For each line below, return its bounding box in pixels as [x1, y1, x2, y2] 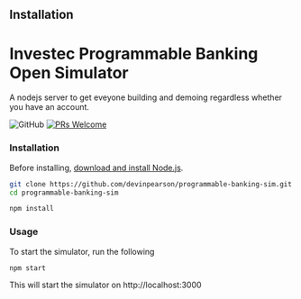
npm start [9, 263, 47, 273]
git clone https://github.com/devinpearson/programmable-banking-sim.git [9, 179, 293, 188]
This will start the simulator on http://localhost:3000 [9, 279, 202, 291]
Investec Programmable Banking [9, 43, 259, 64]
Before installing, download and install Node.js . [9, 162, 184, 173]
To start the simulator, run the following [9, 246, 155, 257]
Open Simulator [9, 62, 129, 83]
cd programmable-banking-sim [9, 188, 119, 197]
